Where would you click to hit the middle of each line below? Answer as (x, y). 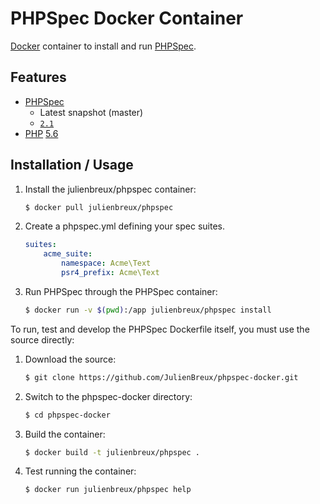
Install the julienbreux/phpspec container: (110, 189)
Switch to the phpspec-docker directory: (108, 396)
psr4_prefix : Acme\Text (110, 273)
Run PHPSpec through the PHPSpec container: (121, 291)
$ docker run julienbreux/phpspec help (108, 490)
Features (38, 77)
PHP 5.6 (41, 133)
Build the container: (65, 434)
